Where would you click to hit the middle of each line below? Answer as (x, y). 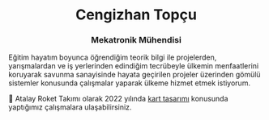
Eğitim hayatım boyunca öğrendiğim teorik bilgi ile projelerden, (113, 57)
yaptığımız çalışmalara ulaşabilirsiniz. (70, 107)
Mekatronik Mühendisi (136, 40)
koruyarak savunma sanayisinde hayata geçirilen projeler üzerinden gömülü (134, 75)
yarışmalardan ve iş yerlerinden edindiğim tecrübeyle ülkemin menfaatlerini (134, 66)
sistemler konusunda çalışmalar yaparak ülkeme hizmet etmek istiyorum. (130, 83)
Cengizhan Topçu (136, 15)
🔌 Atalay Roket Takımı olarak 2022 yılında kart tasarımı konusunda (118, 99)
